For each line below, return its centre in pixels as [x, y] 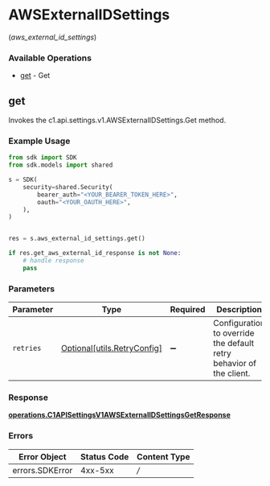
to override [233, 333]
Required [188, 310]
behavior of [235, 364]
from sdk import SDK [43, 158]
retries [27, 348]
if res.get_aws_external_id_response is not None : [95, 253]
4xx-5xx [97, 470]
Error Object [43, 456]
